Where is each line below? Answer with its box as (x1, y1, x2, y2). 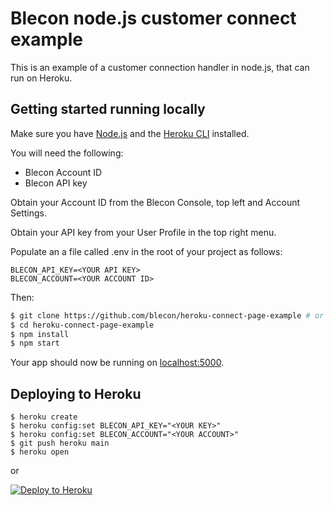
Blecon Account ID (24, 166, 103, 178)
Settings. (10, 207, 47, 219)
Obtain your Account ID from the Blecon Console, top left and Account (10, 196, 301, 208)
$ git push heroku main (10, 438, 110, 449)
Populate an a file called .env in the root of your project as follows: (10, 245, 283, 257)
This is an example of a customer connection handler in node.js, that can (10, 61, 310, 73)
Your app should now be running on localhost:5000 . (10, 357, 225, 369)
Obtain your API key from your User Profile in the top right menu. (10, 226, 277, 238)
